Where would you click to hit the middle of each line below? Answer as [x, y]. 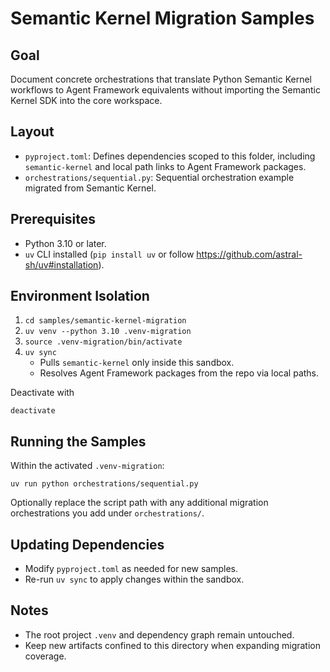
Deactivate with [42, 393]
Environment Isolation [80, 296]
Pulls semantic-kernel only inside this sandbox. [137, 363]
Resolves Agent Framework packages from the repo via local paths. [179, 373]
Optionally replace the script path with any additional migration [139, 503]
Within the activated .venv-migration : [87, 466]
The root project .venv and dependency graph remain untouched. [159, 634]
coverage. [45, 656]
